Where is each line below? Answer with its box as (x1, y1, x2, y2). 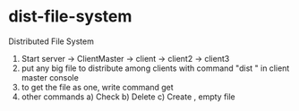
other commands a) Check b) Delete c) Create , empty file (21, 91, 236, 102)
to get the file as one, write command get (21, 81, 174, 92)
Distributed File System (8, 36, 95, 47)
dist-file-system (8, 6, 132, 27)
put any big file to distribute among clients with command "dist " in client (21, 63, 290, 73)
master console (21, 72, 80, 82)
